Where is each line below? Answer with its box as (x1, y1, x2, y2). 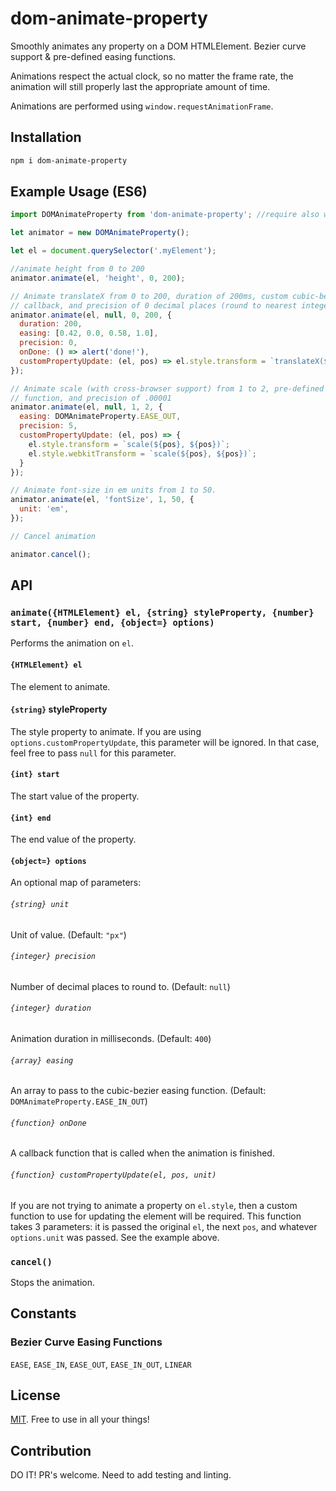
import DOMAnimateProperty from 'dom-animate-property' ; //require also (10, 210, 320, 220)
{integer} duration (10, 1003, 92, 1014)
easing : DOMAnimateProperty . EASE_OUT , (19, 412, 182, 422)
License (10, 1387, 61, 1404)
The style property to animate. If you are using (10, 725, 202, 737)
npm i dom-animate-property (10, 155, 128, 166)
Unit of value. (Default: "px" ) (10, 928, 127, 941)
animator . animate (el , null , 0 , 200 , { (10, 310, 172, 320)
